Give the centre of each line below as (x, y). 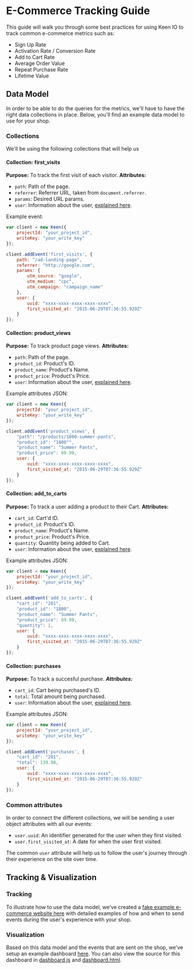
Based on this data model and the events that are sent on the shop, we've (95, 947)
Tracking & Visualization (51, 878)
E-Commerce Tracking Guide (78, 11)
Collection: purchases (34, 666)
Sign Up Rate (30, 45)
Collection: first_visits (33, 162)
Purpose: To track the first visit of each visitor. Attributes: (76, 175)
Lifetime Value (32, 76)
